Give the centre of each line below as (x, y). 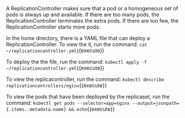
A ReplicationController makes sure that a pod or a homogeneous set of (92, 8)
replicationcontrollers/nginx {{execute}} (57, 85)
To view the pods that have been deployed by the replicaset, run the (88, 96)
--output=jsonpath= (156, 103)
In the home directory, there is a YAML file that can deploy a (78, 38)
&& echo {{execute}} (92, 109)
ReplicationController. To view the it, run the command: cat (77, 44)
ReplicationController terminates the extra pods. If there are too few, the (92, 21)
